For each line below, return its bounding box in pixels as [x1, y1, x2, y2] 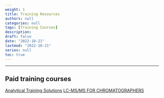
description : [5, 30, 32, 34]
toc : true [5, 52, 25, 57]
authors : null [5, 16, 34, 21]
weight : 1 [5, 7, 25, 12]
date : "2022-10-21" [5, 39, 45, 44]
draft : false [5, 34, 32, 39]
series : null [5, 48, 32, 52]
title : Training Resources [5, 12, 60, 16]
